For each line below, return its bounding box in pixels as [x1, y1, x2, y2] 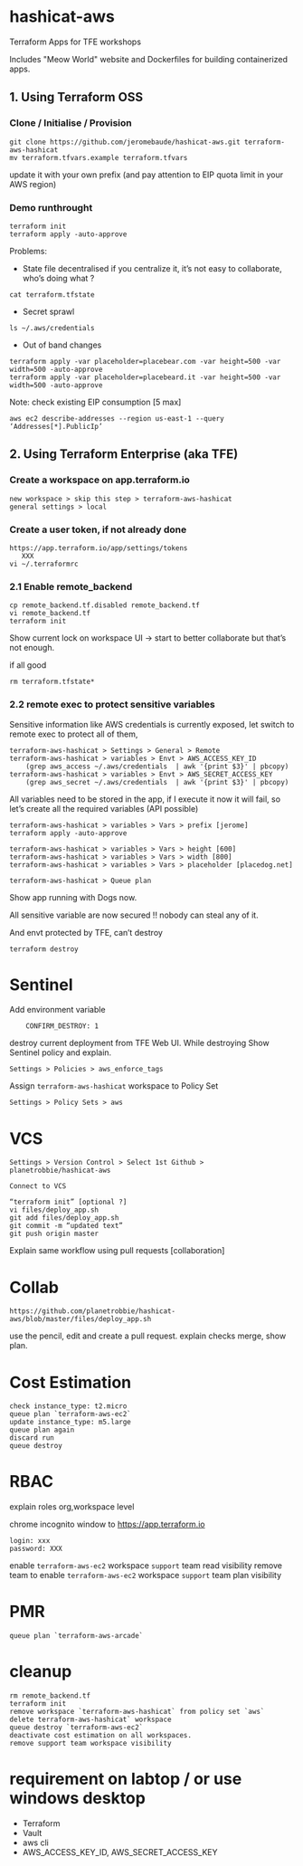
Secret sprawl [22, 306, 75, 317]
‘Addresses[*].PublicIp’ [9, 422, 103, 431]
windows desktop [9, 1788, 147, 1809]
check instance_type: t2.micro [9, 1402, 128, 1411]
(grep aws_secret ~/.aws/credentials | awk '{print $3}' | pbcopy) [25, 777, 289, 786]
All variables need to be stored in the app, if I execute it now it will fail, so [9, 794, 281, 804]
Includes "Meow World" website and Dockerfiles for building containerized [9, 53, 288, 64]
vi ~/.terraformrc [9, 559, 79, 568]
